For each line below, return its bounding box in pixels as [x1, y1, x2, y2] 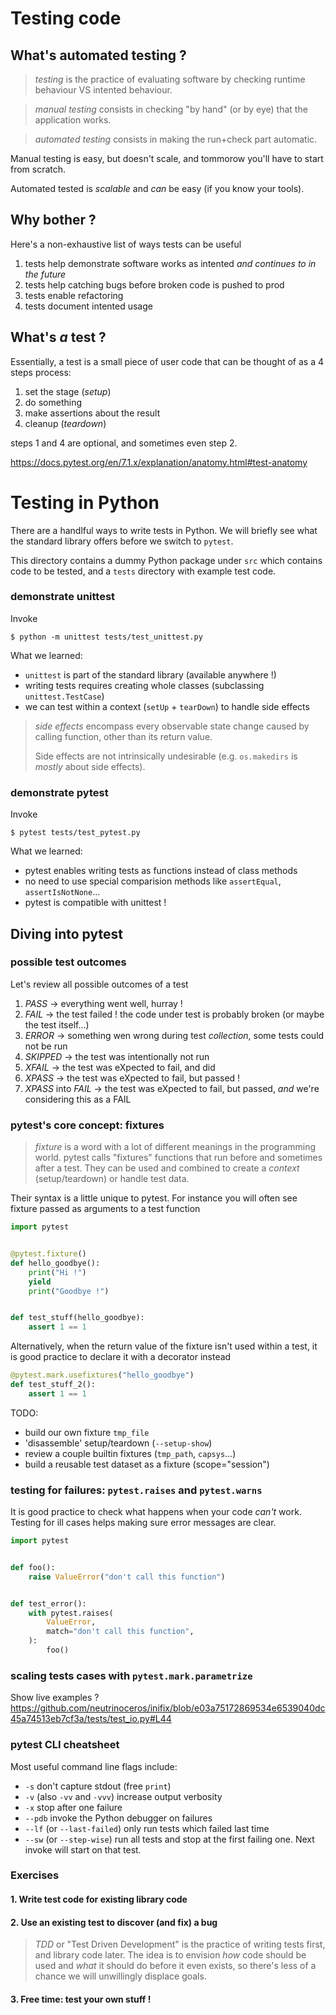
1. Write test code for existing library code [10, 1893, 188, 1906]
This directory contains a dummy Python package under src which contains [10, 554, 323, 566]
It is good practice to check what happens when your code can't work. [10, 1506, 302, 1518]
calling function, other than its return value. [34, 730, 213, 742]
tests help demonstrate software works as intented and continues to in [24, 257, 317, 269]
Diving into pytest [10, 925, 123, 942]
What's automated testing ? [10, 47, 187, 64]
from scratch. [10, 163, 67, 175]
